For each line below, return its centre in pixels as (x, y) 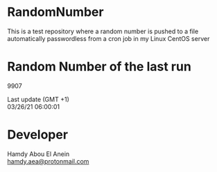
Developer (37, 135)
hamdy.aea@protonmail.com (48, 161)
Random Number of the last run (99, 67)
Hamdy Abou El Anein (38, 154)
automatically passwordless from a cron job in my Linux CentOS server (108, 38)
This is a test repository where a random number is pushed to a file (103, 31)
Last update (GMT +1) (38, 99)
